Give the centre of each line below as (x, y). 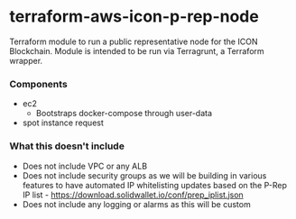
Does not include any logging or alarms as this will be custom (136, 204)
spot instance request (63, 123)
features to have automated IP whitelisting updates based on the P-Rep (154, 185)
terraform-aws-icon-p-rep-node (134, 17)
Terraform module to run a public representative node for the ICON (134, 41)
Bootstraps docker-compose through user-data (124, 114)
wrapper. (26, 60)
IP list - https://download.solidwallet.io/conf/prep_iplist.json (133, 195)
